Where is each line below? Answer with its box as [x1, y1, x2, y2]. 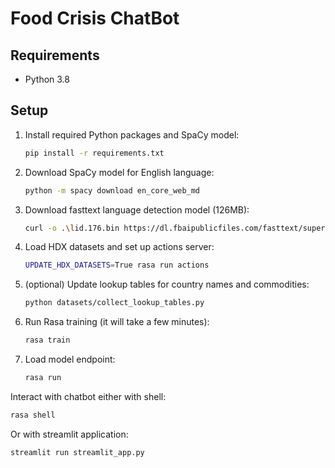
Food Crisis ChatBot [10, 7, 180, 30]
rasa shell [10, 410, 56, 420]
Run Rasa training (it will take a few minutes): [24, 316, 210, 328]
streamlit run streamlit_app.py [10, 447, 145, 457]
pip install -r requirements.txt [24, 148, 165, 158]
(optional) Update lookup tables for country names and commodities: [24, 278, 310, 291]
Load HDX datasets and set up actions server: [24, 241, 215, 253]
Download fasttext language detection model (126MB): [24, 203, 250, 216]
